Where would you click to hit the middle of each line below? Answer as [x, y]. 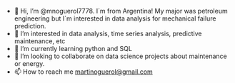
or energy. [29, 63]
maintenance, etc [40, 41]
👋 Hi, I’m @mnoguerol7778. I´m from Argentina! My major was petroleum [121, 11]
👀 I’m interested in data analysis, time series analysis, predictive [108, 33]
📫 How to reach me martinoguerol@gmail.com [84, 72]
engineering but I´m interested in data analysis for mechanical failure [115, 18]
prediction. [30, 26]
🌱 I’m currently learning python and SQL [73, 49]
